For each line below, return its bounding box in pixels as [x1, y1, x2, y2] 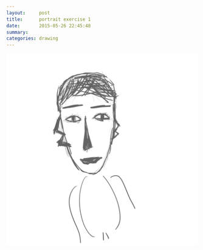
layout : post [6, 10, 50, 16]
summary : [6, 29, 29, 35]
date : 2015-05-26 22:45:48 [6, 23, 91, 29]
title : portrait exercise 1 [6, 16, 91, 23]
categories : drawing [6, 35, 59, 42]
